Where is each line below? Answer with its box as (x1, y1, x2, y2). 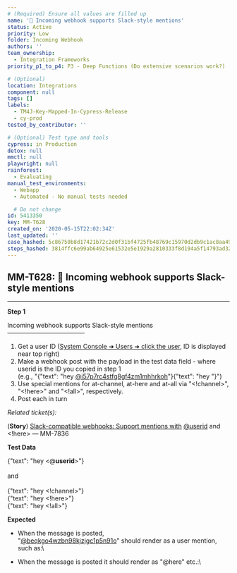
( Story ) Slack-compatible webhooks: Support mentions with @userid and (7, 422, 221, 431)
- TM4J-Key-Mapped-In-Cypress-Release (13, 109, 128, 116)
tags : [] (7, 95, 33, 102)
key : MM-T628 (7, 219, 46, 226)
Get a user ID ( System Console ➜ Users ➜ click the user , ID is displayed (17, 343, 226, 351)
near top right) (17, 350, 60, 358)
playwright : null (7, 160, 59, 168)
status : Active (7, 23, 52, 30)
